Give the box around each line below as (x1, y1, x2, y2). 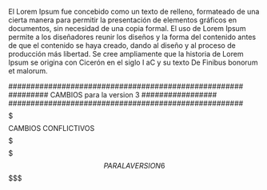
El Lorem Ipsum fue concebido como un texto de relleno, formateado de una (8, 7, 260, 16)
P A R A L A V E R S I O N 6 (103, 161, 165, 170)
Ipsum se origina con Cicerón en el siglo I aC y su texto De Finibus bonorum (8, 57, 258, 67)
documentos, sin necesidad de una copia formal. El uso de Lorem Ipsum (8, 24, 246, 33)
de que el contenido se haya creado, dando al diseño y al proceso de (8, 41, 236, 50)
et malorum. (8, 66, 48, 75)
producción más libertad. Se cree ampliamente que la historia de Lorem (8, 49, 244, 58)
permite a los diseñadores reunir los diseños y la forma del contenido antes (8, 32, 257, 42)
